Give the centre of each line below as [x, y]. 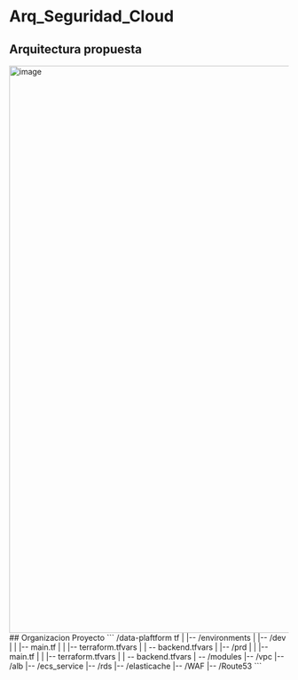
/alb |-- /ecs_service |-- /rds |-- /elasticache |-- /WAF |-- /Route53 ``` [136, 666]
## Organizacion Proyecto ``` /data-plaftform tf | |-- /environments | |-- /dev [148, 638]
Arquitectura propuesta [75, 49]
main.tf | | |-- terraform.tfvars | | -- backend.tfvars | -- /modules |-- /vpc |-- [147, 656]
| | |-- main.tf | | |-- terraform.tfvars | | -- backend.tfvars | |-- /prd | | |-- [139, 647]
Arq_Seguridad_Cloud [92, 16]
